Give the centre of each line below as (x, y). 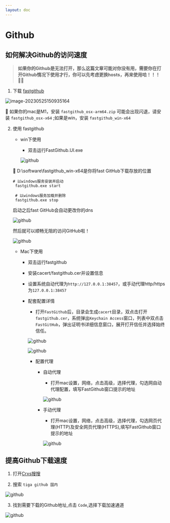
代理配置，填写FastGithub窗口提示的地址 (93, 389)
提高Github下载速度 (36, 461)
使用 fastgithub (28, 128)
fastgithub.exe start (38, 186)
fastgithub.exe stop (37, 200)
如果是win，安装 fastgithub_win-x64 (92, 118)
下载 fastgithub (28, 91)
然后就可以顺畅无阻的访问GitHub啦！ (51, 231)
